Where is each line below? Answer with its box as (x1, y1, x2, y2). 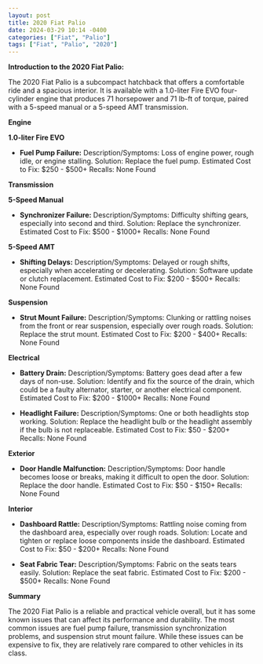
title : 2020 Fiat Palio (8, 19, 86, 27)
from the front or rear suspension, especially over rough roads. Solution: (19, 321, 254, 330)
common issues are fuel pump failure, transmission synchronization (8, 623, 228, 633)
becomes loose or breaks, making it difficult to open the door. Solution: (19, 472, 250, 482)
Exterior (8, 449, 35, 458)
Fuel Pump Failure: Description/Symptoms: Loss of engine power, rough (19, 148, 254, 158)
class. (8, 648, 27, 658)
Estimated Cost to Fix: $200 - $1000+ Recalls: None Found (19, 393, 210, 403)
